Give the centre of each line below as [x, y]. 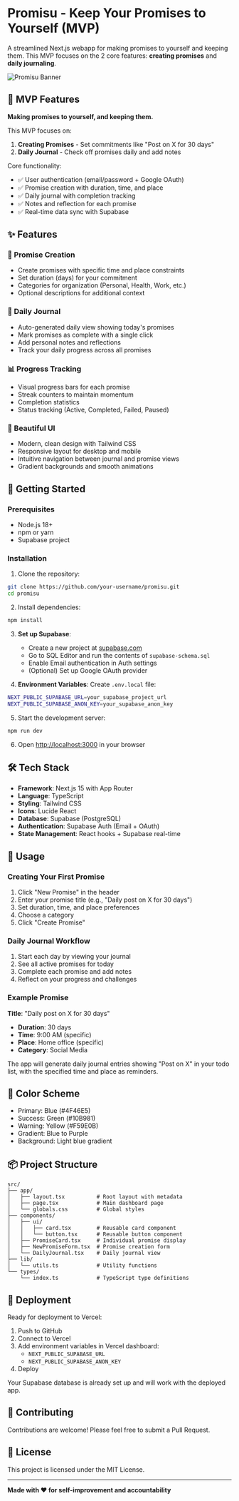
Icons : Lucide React [47, 811]
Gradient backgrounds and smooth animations [86, 467]
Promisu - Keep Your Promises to [107, 13]
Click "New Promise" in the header [68, 892]
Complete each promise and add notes [75, 972]
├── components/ [31, 1216]
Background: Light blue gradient [65, 1141]
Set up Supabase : [44, 634]
